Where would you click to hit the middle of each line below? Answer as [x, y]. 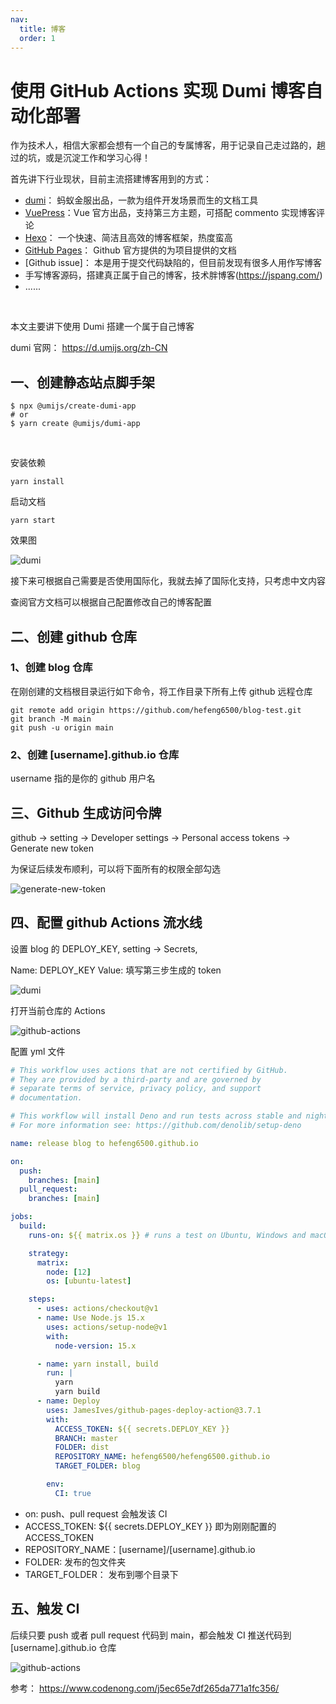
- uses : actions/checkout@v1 [97, 1309]
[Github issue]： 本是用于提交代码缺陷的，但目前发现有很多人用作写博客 [173, 263]
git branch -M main [51, 719]
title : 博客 [43, 29]
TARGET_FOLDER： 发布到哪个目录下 [101, 1574]
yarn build [77, 1392]
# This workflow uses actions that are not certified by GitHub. [149, 1070]
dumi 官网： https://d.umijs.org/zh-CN [89, 348]
